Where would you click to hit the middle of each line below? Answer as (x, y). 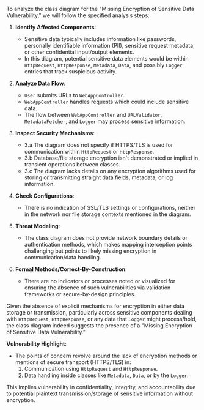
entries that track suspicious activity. (71, 72)
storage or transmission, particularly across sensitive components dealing (99, 312)
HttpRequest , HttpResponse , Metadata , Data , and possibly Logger (103, 65)
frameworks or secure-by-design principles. (80, 294)
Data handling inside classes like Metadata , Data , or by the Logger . (106, 375)
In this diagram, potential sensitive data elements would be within (107, 58)
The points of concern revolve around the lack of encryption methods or (106, 356)
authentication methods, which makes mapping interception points (108, 244)
